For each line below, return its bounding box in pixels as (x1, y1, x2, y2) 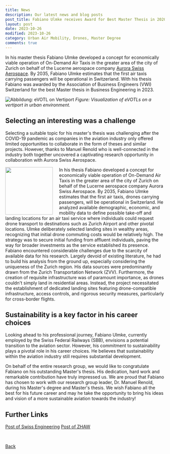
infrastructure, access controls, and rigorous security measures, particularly (5, 290, 164, 296)
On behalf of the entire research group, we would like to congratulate (5, 363, 149, 369)
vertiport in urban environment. (5, 102, 71, 108)
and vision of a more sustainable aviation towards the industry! (5, 396, 136, 402)
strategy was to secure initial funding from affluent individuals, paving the (5, 237, 159, 243)
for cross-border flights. (5, 296, 56, 302)
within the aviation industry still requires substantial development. (5, 353, 142, 360)
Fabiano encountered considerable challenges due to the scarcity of (5, 247, 148, 253)
